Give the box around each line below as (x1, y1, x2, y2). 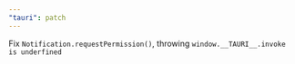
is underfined (8, 47, 63, 57)
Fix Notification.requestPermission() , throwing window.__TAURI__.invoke (8, 38, 286, 49)
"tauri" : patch (8, 13, 66, 23)
